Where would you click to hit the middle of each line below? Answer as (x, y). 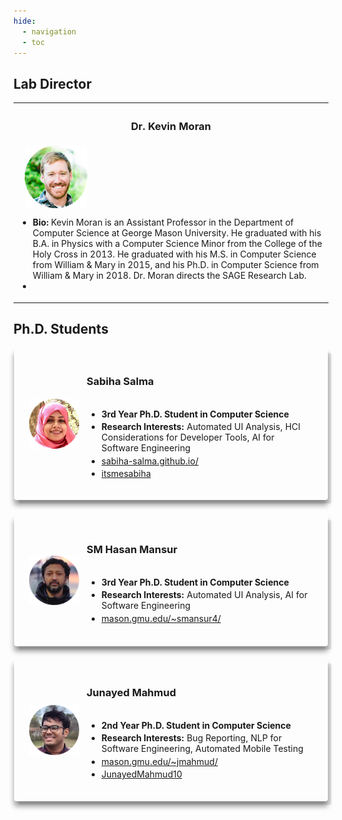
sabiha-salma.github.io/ (150, 461)
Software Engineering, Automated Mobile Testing (202, 749)
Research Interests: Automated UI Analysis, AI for (204, 595)
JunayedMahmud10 (142, 774)
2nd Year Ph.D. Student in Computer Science (196, 725)
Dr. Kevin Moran (171, 126)
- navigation (49, 31)
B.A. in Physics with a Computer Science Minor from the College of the (177, 244)
